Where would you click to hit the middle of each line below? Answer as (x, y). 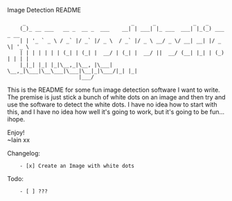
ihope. (16, 119)
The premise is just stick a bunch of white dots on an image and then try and (116, 97)
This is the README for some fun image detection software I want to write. (114, 90)
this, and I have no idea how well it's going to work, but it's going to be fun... (116, 112)
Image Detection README (44, 10)
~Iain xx (18, 140)
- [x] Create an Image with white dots (77, 166)
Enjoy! (16, 133)
